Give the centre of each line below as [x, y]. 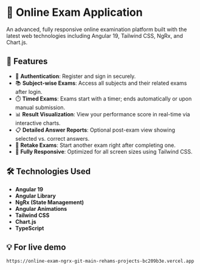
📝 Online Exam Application [74, 12]
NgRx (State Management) [49, 202]
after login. [29, 91]
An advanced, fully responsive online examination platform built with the [97, 29]
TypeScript [29, 228]
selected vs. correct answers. [52, 138]
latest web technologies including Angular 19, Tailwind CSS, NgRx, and [95, 35]
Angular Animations [41, 208]
